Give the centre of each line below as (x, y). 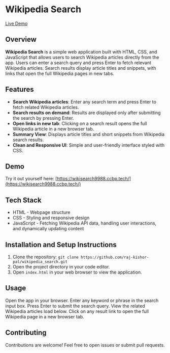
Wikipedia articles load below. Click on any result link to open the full (77, 311)
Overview (21, 39)
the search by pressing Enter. (43, 118)
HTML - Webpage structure (41, 212)
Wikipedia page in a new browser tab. (45, 316)
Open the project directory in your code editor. (61, 267)
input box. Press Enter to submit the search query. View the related (75, 306)
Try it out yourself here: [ (31, 179)
